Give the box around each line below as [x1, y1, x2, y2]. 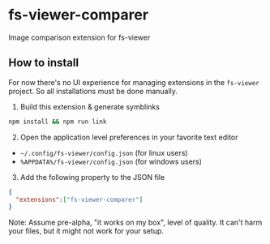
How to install [8, 56, 79, 70]
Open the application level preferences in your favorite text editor [19, 132, 238, 142]
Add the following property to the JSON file [19, 172, 165, 182]
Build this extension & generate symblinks [19, 101, 161, 111]
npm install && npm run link [8, 118, 107, 126]
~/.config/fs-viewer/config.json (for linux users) [19, 148, 188, 157]
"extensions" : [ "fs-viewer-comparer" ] [15, 195, 144, 203]
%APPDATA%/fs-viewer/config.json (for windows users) [19, 156, 203, 166]
